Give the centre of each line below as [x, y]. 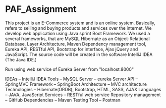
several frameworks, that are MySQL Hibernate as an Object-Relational [78, 39]
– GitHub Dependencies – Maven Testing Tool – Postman [63, 100]
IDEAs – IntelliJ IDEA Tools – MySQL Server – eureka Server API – [71, 79]
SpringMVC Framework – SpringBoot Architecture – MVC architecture [76, 84]
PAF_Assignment [41, 9]
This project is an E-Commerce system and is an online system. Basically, [80, 23]
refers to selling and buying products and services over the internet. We [79, 28]
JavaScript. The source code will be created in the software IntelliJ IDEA [79, 54]
